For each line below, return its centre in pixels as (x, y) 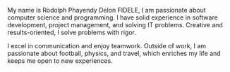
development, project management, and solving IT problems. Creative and (115, 25)
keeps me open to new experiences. (60, 61)
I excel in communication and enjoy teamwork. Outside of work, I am (107, 46)
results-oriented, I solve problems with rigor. (72, 32)
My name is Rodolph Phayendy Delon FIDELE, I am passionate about (107, 10)
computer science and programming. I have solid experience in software (113, 17)
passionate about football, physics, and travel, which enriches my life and (114, 53)
